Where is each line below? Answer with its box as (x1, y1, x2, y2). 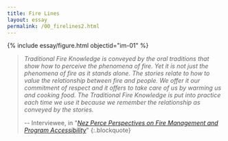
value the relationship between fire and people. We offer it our (23, 77, 201, 85)
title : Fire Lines (7, 10, 60, 17)
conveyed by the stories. (23, 105, 94, 114)
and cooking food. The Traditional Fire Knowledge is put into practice (23, 91, 221, 99)
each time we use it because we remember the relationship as (23, 99, 201, 107)
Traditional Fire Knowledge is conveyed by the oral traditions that (23, 55, 209, 63)
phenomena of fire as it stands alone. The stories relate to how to (23, 69, 210, 77)
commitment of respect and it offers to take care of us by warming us (23, 84, 222, 92)
